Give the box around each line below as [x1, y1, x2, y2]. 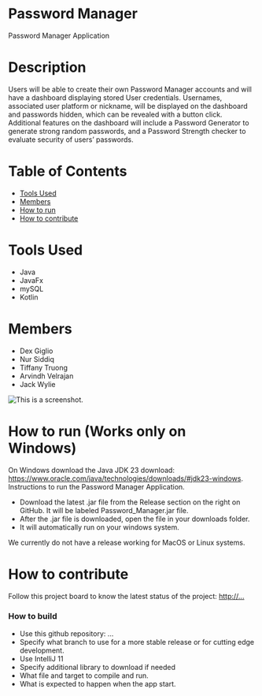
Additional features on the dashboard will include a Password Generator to [8, 117, 249, 127]
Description [8, 58, 87, 76]
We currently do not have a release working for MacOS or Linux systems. [8, 538, 245, 547]
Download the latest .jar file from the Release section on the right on [19, 497, 241, 507]
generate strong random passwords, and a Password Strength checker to [8, 126, 246, 136]
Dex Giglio [19, 346, 54, 355]
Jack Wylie [19, 379, 56, 389]
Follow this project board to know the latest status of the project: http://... [8, 591, 245, 601]
